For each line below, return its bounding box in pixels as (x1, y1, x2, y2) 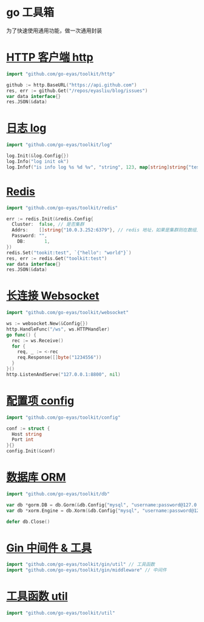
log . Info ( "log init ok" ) (6, 158, 69, 164)
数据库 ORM (6, 470, 66, 484)
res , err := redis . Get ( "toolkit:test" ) (6, 255, 107, 262)
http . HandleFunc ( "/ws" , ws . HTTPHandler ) (6, 326, 110, 332)
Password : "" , (12, 232, 47, 239)
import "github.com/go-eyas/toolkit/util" (6, 610, 115, 617)
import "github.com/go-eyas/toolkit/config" (6, 414, 121, 421)
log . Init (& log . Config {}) (6, 153, 69, 159)
